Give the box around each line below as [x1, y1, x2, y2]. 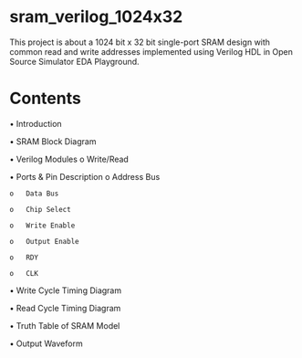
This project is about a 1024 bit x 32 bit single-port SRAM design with [9, 37, 271, 47]
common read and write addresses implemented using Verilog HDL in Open [9, 46, 294, 57]
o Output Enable [9, 237, 79, 246]
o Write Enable [9, 221, 76, 230]
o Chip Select [9, 205, 71, 214]
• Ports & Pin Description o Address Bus [9, 171, 161, 182]
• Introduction [9, 118, 62, 129]
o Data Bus [9, 189, 59, 198]
